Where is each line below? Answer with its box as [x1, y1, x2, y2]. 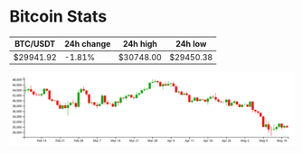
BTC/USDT [14, 39, 56, 49]
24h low [175, 39, 207, 49]
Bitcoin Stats [9, 6, 108, 27]
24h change [64, 39, 111, 49]
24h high [122, 39, 158, 49]
